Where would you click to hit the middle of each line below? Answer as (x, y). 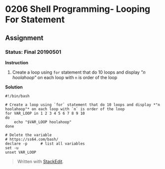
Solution (14, 87)
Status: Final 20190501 (33, 52)
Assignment (24, 38)
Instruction (17, 62)
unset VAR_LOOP (21, 152)
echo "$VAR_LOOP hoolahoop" (43, 122)
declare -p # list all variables (45, 144)
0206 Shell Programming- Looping (78, 9)
